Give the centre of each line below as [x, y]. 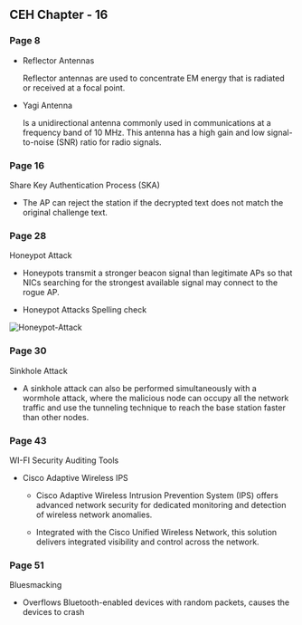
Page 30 [28, 351]
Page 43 [28, 440]
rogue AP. [41, 293]
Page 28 [28, 236]
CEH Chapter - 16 [59, 15]
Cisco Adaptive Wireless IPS [75, 477]
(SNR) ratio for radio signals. [109, 142]
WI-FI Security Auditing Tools [64, 460]
